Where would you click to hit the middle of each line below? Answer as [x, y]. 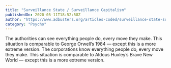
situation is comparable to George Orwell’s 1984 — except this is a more [81, 44]
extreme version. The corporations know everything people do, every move [84, 49]
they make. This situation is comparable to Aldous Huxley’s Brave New [79, 55]
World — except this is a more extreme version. [55, 60]
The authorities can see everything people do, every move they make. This [84, 39]
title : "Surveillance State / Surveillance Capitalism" [66, 10]
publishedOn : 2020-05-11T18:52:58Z [43, 15]
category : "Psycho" [26, 24]
